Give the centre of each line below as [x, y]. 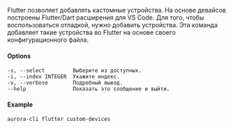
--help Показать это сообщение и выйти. [89, 89]
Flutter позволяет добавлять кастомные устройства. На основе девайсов [117, 10]
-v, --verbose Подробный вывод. [65, 83]
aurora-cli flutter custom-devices [59, 119]
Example [20, 104]
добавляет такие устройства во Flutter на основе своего [92, 32]
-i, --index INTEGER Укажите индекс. [63, 77]
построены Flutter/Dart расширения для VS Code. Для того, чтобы [106, 17]
